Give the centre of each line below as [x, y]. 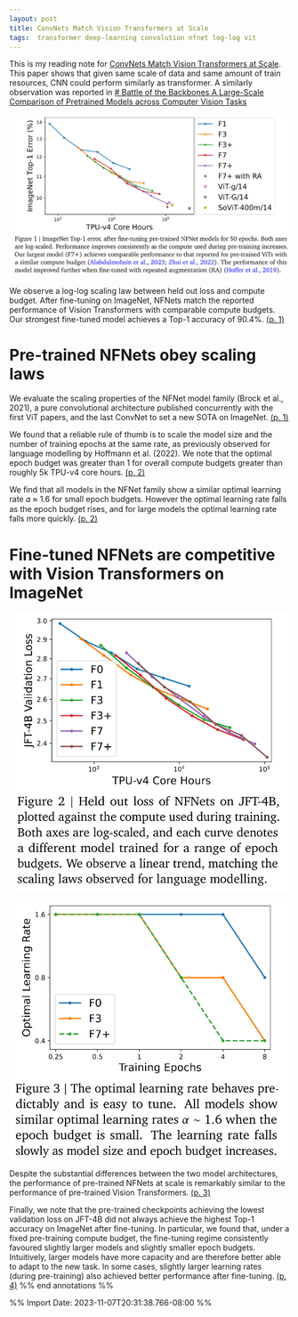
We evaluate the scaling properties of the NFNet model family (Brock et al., [146, 398]
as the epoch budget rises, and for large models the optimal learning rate [143, 509]
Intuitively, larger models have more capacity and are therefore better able [145, 1256]
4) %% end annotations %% [61, 1285]
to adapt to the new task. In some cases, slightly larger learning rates [136, 1266]
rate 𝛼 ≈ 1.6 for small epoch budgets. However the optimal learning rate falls [148, 500]
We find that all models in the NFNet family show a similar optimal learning [145, 490]
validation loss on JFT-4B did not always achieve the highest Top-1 [132, 1219]
